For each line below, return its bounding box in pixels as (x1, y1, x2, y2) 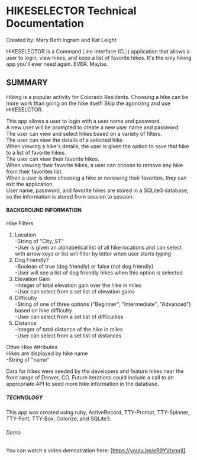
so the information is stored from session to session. (6, 193, 134, 200)
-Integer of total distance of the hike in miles (14, 325, 123, 333)
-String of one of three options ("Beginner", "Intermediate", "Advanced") (14, 301, 191, 308)
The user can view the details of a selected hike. (6, 136, 124, 143)
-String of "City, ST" (14, 237, 64, 244)
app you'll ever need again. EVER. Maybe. (6, 60, 108, 68)
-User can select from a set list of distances (14, 332, 122, 339)
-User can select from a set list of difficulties (14, 313, 124, 320)
